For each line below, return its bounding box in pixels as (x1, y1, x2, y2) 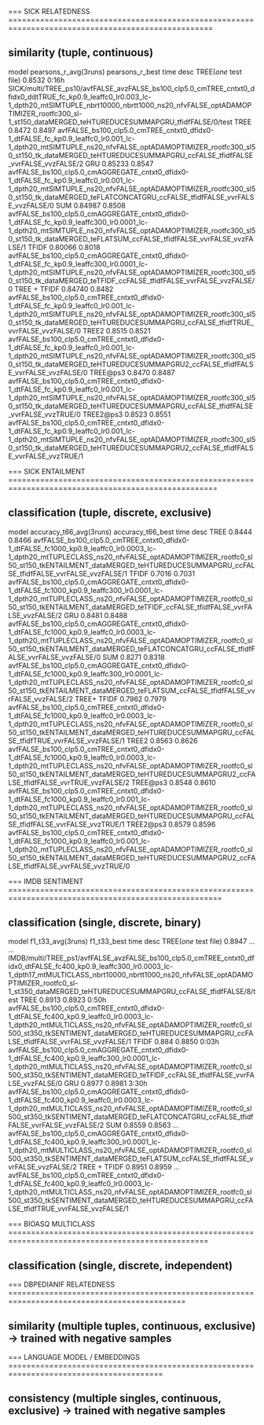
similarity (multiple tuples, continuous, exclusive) (8, 1319, 256, 1332)
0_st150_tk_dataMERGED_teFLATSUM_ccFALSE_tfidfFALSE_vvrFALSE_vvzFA (8, 234, 254, 243)
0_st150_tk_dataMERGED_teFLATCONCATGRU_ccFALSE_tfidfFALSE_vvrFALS (8, 192, 255, 201)
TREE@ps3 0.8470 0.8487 (89, 367, 175, 377)
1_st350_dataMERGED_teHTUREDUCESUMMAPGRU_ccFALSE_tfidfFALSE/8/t (8, 987, 256, 996)
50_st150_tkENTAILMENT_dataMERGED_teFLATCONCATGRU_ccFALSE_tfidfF (8, 644, 256, 654)
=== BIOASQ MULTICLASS (8, 1219, 96, 1229)
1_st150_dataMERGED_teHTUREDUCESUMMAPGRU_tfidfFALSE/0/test (8, 117, 233, 127)
